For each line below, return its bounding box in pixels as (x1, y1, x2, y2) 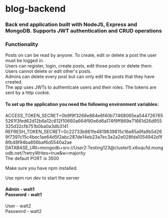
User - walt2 (5, 202, 31, 209)
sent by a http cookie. (5, 90, 50, 96)
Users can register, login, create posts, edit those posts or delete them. (5, 63, 153, 69)
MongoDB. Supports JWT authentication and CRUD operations (5, 27, 162, 34)
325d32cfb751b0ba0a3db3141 (5, 123, 69, 129)
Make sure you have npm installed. (5, 165, 78, 171)
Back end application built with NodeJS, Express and (5, 21, 137, 28)
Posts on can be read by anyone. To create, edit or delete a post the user (5, 52, 157, 58)
